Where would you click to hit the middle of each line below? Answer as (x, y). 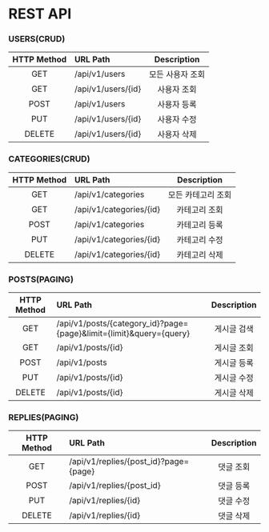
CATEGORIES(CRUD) (49, 159)
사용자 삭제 (177, 134)
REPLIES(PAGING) (44, 417)
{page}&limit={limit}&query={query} (123, 334)
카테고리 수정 (200, 239)
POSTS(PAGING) (41, 279)
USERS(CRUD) (37, 39)
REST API (40, 14)
